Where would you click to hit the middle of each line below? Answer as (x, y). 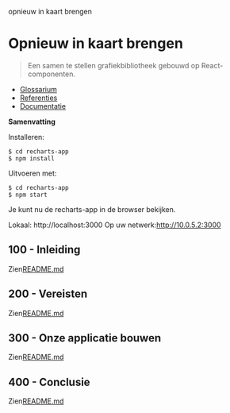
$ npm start (28, 195)
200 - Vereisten (48, 294)
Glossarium (38, 89)
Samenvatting (32, 122)
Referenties (38, 98)
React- (212, 65)
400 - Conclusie (49, 382)
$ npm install (32, 158)
